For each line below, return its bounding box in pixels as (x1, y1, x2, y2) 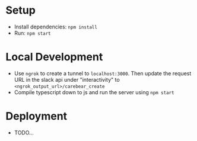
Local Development (5, 50, 103, 64)
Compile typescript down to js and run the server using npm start (14, 88, 174, 95)
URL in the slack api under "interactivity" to (14, 76, 120, 83)
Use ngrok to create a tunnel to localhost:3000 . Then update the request (14, 69, 192, 77)
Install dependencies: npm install (14, 23, 97, 30)
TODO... (14, 129, 34, 136)
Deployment (5, 110, 68, 123)
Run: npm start (14, 29, 51, 36)
